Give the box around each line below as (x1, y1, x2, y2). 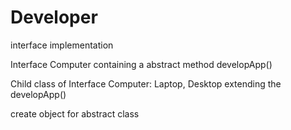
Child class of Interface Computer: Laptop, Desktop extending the (10, 77, 282, 90)
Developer (10, 6, 98, 29)
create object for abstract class (10, 107, 140, 120)
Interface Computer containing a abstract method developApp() (10, 58, 273, 70)
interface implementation (10, 39, 114, 51)
